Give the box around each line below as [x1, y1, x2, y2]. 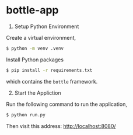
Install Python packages [6, 56, 64, 63]
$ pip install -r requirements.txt [6, 67, 93, 73]
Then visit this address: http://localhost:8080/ [6, 122, 116, 129]
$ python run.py [6, 112, 45, 117]
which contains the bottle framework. [6, 78, 98, 85]
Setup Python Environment [14, 23, 79, 30]
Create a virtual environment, [6, 34, 76, 41]
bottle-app [6, 4, 60, 17]
